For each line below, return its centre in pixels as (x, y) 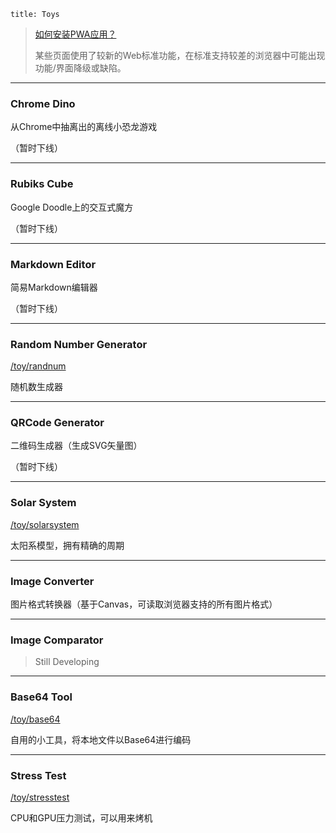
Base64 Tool (41, 697)
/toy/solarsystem (45, 524)
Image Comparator (57, 640)
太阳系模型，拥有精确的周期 (67, 545)
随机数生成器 (36, 387)
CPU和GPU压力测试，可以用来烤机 (81, 817)
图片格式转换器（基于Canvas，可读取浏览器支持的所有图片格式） (144, 604)
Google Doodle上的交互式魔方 (72, 207)
